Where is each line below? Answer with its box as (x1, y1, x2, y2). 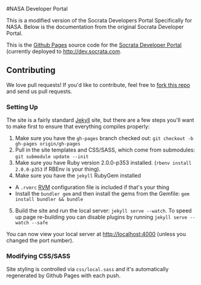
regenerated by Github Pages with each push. (6, 272, 121, 280)
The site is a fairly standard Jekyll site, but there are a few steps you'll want (6, 117, 194, 124)
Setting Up (6, 103, 38, 111)
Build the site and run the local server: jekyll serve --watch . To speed (15, 207, 192, 214)
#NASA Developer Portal (6, 5, 68, 12)
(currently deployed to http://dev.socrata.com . (6, 48, 122, 55)
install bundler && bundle (15, 196, 84, 203)
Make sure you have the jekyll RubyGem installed (15, 172, 141, 179)
